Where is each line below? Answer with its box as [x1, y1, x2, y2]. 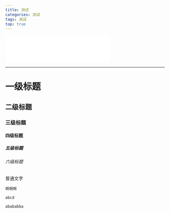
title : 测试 [5, 7, 29, 13]
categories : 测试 [5, 12, 40, 17]
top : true [5, 21, 26, 27]
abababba [5, 204, 24, 209]
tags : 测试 [5, 17, 27, 22]
